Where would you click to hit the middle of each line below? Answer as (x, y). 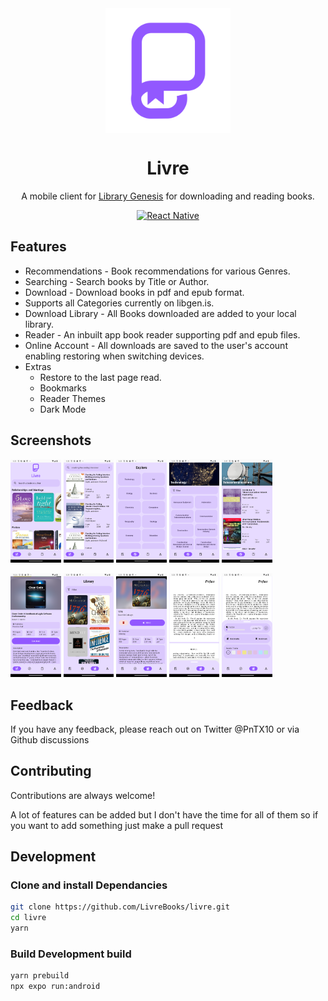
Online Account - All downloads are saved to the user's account (156, 345)
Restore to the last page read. (100, 377)
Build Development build (71, 954)
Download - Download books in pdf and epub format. (134, 292)
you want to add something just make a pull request (117, 825)
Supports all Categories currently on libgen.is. (119, 303)
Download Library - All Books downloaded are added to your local (160, 313)
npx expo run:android (55, 987)
